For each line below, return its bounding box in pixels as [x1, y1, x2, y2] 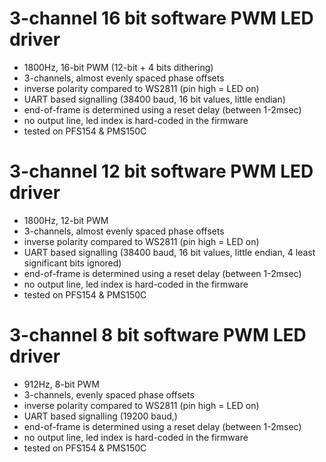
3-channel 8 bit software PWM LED [9, 324, 307, 347]
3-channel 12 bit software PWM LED [9, 160, 314, 183]
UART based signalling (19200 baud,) [23, 410, 178, 422]
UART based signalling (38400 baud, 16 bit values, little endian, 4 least [23, 246, 316, 258]
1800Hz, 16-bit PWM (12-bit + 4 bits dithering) [23, 61, 214, 73]
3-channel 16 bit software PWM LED [9, 7, 314, 30]
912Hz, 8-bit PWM [23, 378, 100, 390]
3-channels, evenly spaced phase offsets [23, 388, 195, 401]
